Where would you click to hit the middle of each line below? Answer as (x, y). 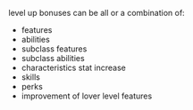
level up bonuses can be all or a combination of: (96, 13)
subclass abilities (53, 58)
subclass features (54, 49)
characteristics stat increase (73, 67)
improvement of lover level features (87, 96)
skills (31, 77)
